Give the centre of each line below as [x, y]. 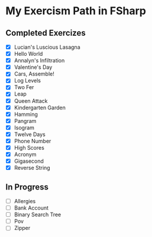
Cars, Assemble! [34, 74]
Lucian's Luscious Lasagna [47, 47]
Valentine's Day [33, 67]
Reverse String [32, 168]
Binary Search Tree [38, 214]
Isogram [24, 127]
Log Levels [27, 81]
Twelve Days [30, 134]
